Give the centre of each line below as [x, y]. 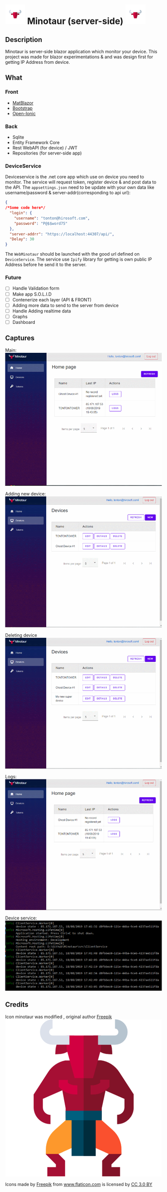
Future [13, 278]
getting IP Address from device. [38, 62]
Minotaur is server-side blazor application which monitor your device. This [81, 52]
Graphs [20, 316]
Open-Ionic [24, 113]
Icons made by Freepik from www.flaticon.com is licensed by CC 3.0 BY [79, 1184]
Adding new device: [26, 494]
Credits [17, 1005]
